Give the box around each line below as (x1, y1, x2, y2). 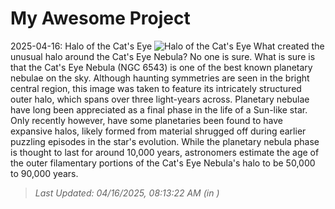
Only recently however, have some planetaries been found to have (10, 114, 283, 126)
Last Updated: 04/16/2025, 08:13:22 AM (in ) (34, 187, 220, 199)
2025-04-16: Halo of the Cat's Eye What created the (10, 40, 325, 52)
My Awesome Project (10, 7, 191, 30)
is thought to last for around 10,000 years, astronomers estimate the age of (10, 146, 320, 158)
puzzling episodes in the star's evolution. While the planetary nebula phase (10, 135, 320, 147)
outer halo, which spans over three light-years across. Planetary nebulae (10, 93, 310, 105)
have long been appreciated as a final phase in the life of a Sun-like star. (10, 103, 308, 116)
